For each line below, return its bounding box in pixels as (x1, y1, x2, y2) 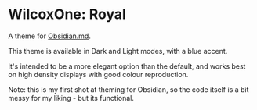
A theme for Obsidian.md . (8, 31, 92, 41)
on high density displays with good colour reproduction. (8, 69, 189, 79)
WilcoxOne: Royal (8, 5, 127, 23)
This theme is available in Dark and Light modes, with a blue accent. (8, 46, 228, 55)
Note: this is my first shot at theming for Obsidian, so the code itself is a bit (8, 84, 249, 94)
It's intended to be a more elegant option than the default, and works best (8, 61, 246, 71)
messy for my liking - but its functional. (8, 93, 135, 102)
